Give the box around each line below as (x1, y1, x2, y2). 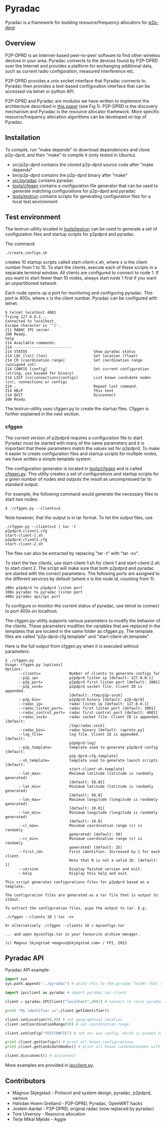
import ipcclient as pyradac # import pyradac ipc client (5, 990, 127, 995)
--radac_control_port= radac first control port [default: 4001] (18, 710, 158, 715)
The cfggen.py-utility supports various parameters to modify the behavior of (5, 617, 161, 623)
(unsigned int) (5, 362, 37, 368)
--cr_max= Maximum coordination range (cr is (18, 823, 142, 828)
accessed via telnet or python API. (5, 88, 75, 94)
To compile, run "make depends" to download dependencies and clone (5, 147, 150, 152)
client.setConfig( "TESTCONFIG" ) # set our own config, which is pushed (5, 1031, 156, 1036)
